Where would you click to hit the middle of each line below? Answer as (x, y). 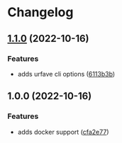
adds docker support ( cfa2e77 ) (63, 132)
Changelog (40, 12)
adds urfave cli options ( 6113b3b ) (66, 74)
